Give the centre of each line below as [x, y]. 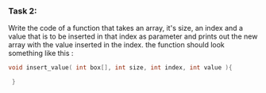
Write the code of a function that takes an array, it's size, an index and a [126, 28]
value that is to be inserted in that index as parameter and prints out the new [133, 36]
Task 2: [23, 11]
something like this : [41, 54]
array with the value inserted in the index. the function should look [116, 45]
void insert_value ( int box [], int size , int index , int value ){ [120, 68]
